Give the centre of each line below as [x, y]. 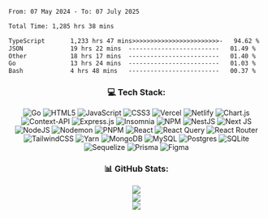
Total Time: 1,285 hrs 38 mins [61, 26]
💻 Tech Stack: [136, 92]
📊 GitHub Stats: [136, 169]
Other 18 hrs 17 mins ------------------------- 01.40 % [132, 56]
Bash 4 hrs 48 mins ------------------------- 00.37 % [132, 71]
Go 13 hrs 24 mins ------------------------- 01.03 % [132, 64]
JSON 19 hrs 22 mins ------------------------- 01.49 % [132, 49]
